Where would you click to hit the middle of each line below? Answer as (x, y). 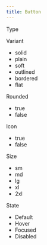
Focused (26, 230)
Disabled (26, 236)
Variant (15, 41)
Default (24, 217)
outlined (25, 72)
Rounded (17, 96)
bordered (26, 78)
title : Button (24, 12)
